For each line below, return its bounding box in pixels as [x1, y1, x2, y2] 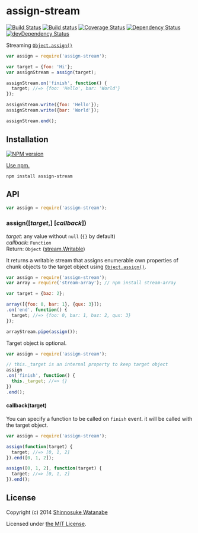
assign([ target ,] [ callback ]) [6, 219, 87, 227]
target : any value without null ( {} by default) [6, 233, 116, 240]
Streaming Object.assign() [6, 42, 73, 49]
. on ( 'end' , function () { [6, 307, 68, 313]
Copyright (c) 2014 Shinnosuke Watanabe [6, 509, 108, 516]
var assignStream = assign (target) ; [6, 69, 97, 75]
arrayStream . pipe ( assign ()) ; [6, 328, 78, 335]
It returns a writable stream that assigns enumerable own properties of [6, 256, 179, 264]
